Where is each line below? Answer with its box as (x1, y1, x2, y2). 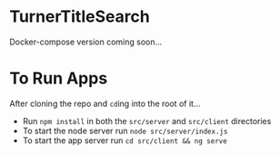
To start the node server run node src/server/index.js (22, 125, 228, 136)
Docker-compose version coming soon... (9, 36, 163, 47)
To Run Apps (9, 68, 108, 89)
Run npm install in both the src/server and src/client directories (22, 115, 272, 126)
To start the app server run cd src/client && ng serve (22, 134, 227, 146)
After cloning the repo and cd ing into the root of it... (9, 98, 201, 109)
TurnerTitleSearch (9, 6, 150, 27)
